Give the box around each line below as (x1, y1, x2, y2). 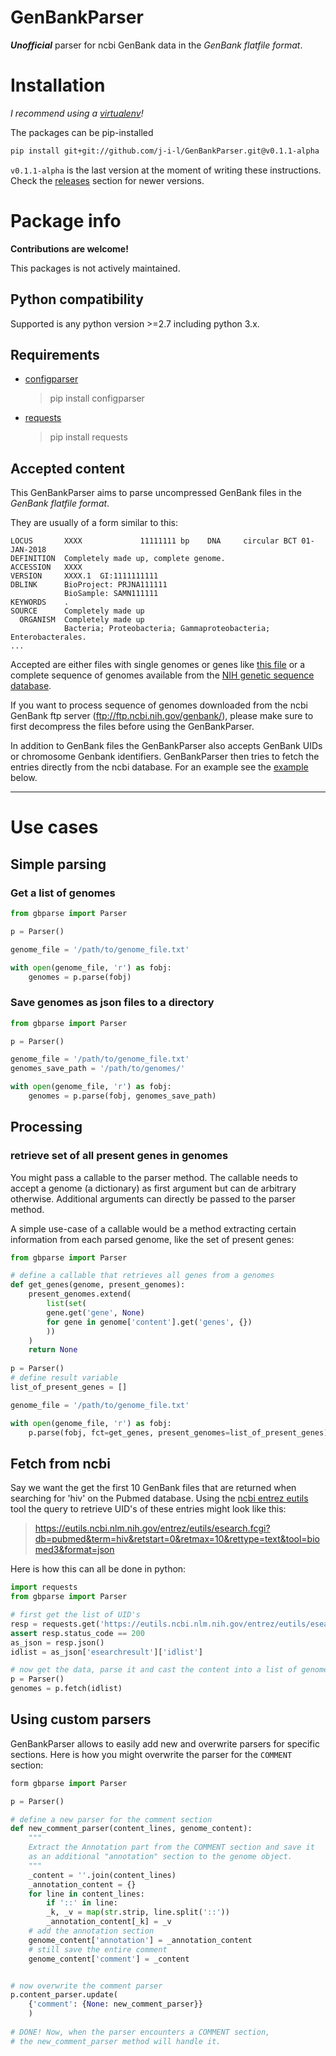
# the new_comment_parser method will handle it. (10, 2036, 222, 2046)
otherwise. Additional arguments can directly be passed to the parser (10, 1192, 296, 1205)
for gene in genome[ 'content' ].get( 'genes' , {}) (46, 1317, 253, 1327)
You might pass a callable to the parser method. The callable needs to (10, 1171, 298, 1183)
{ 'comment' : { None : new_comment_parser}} (28, 1999, 203, 2010)
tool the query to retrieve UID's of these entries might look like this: (10, 1503, 287, 1515)
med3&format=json (34, 1544, 115, 1556)
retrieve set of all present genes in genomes (10, 1149, 229, 1163)
